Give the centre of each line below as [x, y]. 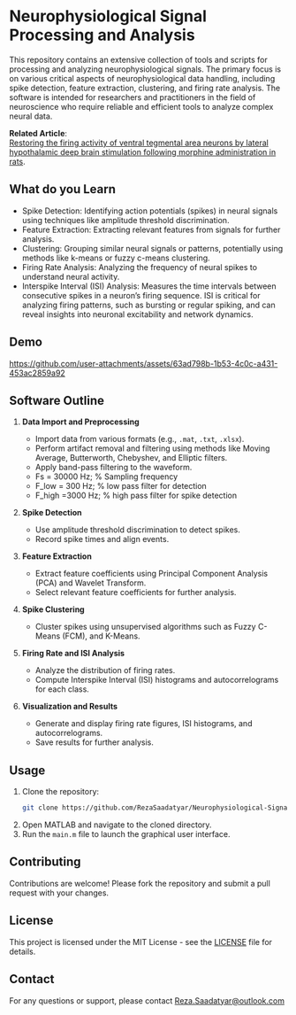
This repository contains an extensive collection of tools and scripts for [138, 59]
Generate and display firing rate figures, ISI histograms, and [144, 724]
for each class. [62, 689]
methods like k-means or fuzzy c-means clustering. [116, 258]
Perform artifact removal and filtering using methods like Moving [152, 448]
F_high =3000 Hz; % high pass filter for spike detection [136, 496]
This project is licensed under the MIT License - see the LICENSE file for [140, 941]
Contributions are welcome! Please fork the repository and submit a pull [140, 883]
